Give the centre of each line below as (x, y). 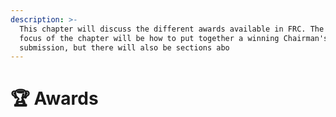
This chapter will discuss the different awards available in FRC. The (172, 29)
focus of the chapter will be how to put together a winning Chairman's (174, 38)
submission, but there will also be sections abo (124, 47)
